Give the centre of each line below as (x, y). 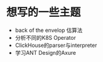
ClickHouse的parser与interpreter (56, 45)
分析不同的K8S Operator (45, 37)
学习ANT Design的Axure (45, 52)
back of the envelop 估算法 (49, 30)
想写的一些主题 (44, 12)
